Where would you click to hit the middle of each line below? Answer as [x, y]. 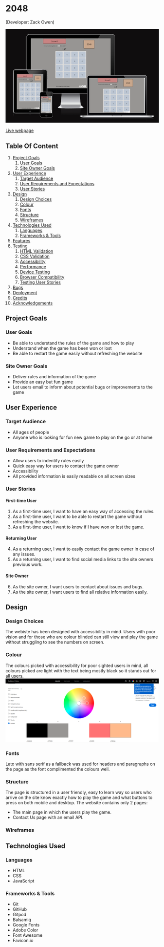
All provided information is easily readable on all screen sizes [74, 476]
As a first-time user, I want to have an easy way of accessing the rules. [83, 512]
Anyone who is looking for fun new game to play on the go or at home [82, 437]
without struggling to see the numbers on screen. [55, 642]
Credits [20, 298]
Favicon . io [23, 941]
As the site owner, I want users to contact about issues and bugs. [78, 586]
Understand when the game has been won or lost [62, 348]
